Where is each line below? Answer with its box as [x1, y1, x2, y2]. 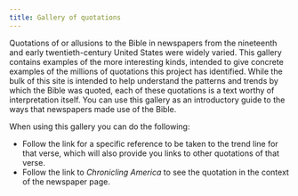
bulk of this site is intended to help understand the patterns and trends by [9, 75, 278, 86]
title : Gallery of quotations [9, 12, 122, 22]
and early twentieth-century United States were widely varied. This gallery [9, 46, 282, 58]
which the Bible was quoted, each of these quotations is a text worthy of [9, 85, 275, 95]
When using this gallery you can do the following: [9, 121, 190, 132]
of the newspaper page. [21, 176, 111, 187]
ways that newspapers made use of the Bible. [9, 103, 177, 114]
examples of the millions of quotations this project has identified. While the [9, 66, 283, 77]
